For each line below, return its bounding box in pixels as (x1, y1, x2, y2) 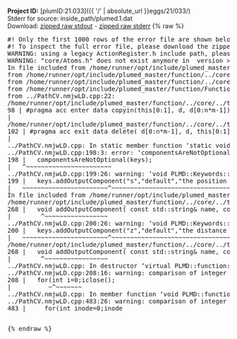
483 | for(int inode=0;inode (7, 304, 123, 312)
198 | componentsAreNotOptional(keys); (7, 156, 153, 163)
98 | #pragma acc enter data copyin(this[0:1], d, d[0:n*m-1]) (7, 106, 231, 114)
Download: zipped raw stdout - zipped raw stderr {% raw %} (7, 22, 185, 30)
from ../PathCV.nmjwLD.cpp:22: (7, 92, 116, 100)
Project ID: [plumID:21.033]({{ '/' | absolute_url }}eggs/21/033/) (7, 7, 191, 15)
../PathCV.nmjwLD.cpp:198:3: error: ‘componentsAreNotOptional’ (7, 149, 235, 156)
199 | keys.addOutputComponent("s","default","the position (7, 177, 227, 185)
